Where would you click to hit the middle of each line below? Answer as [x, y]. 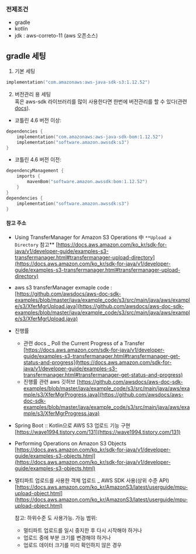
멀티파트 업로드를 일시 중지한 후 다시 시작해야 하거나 [82, 530]
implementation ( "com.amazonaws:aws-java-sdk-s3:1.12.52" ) [78, 82]
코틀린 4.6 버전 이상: [38, 120]
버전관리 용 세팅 [32, 94]
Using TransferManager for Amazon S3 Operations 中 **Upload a [93, 237]
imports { [29, 176]
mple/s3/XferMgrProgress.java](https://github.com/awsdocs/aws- [103, 394]
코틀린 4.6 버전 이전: [38, 160]
